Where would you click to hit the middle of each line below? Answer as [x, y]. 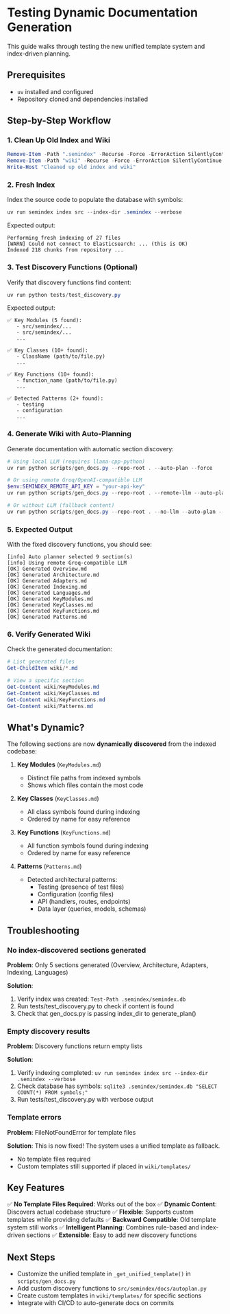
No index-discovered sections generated [77, 950]
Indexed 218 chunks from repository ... [66, 250]
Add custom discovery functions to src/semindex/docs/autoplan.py [112, 1289]
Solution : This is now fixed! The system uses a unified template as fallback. [114, 1146]
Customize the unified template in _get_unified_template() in [104, 1274]
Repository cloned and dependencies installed [82, 99]
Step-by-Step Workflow [59, 121]
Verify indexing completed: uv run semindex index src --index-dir [113, 1073]
